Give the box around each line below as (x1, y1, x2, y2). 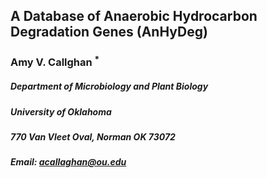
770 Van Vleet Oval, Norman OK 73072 (10, 131, 176, 143)
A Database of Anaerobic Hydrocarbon (10, 8, 258, 25)
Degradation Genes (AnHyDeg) (10, 24, 208, 41)
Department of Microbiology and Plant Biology (10, 80, 209, 93)
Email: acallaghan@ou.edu (10, 156, 127, 168)
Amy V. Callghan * (10, 54, 100, 69)
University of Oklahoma (10, 105, 112, 118)
